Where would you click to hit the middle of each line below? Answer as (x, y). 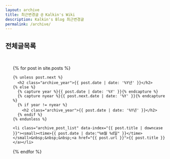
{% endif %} (30, 115)
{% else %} (24, 87)
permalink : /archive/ (28, 24)
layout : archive (22, 10)
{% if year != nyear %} (42, 105)
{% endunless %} (30, 120)
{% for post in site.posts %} (42, 68)
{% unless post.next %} (38, 77)
